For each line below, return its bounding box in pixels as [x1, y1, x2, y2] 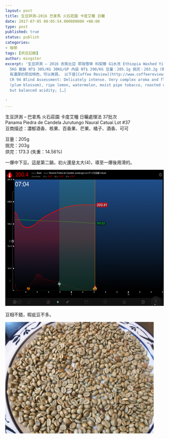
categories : [5, 40, 30, 45]
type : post [5, 24, 28, 29]
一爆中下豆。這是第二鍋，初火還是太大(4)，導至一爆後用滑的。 [5, 159, 135, 165]
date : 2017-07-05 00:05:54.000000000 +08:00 [5, 19, 100, 24]
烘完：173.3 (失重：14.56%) [5, 149, 63, 155]
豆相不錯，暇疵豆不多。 [5, 311, 54, 318]
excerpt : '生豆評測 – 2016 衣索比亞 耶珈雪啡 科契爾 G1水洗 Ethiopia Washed [5, 61, 157, 67]
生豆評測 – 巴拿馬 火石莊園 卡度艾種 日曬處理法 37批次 [5, 113, 117, 119]
